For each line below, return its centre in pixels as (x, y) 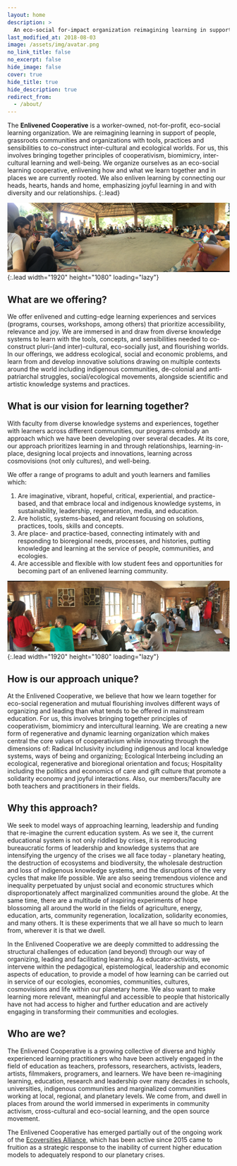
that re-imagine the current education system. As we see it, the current (110, 832)
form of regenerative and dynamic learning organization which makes (109, 734)
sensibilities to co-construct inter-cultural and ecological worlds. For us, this (118, 148)
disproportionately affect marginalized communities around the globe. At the (118, 893)
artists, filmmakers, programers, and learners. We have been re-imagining (115, 1073)
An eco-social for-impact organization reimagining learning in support (123, 30)
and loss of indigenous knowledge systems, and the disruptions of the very (117, 870)
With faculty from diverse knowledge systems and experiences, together (113, 423)
